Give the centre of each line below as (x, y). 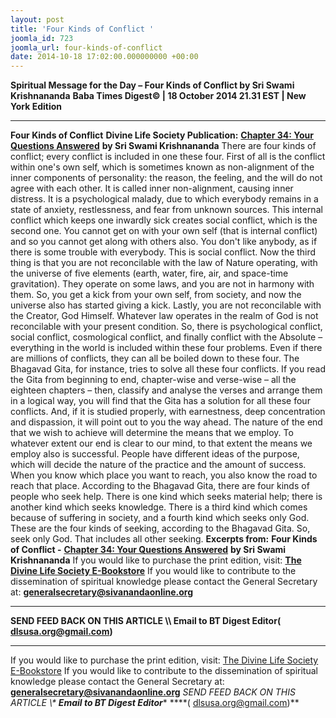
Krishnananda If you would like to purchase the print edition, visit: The (156, 560)
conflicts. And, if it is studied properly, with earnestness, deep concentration (168, 412)
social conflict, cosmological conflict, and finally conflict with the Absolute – (166, 337)
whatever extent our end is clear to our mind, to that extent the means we (161, 443)
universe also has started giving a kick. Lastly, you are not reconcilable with (166, 305)
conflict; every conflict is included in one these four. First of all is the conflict (168, 157)
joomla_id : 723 (42, 38)
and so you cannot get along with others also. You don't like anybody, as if (164, 242)
